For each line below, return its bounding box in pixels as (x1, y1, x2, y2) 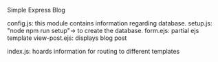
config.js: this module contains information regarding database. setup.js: (7, 19, 212, 27)
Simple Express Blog (7, 6, 65, 14)
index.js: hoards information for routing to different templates (7, 48, 180, 55)
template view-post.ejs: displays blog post (7, 34, 127, 42)
